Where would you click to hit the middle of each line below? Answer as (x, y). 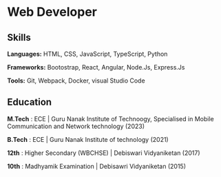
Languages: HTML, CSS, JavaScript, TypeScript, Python (87, 54)
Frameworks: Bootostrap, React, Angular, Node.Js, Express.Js (96, 67)
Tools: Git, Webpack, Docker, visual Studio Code (76, 81)
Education (30, 102)
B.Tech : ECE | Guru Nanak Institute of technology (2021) (88, 139)
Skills (19, 38)
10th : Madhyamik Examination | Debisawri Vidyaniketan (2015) (96, 166)
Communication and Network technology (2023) (76, 126)
